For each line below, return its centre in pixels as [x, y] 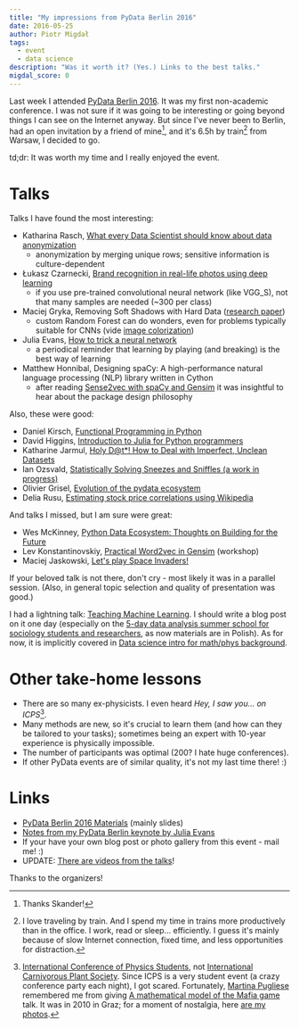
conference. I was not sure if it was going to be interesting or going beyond [147, 110]
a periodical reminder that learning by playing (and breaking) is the [158, 350]
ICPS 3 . [34, 713]
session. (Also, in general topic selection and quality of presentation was [142, 588]
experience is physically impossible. [88, 742]
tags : [19, 42]
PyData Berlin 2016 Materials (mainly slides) [103, 823]
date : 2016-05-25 [41, 26]
